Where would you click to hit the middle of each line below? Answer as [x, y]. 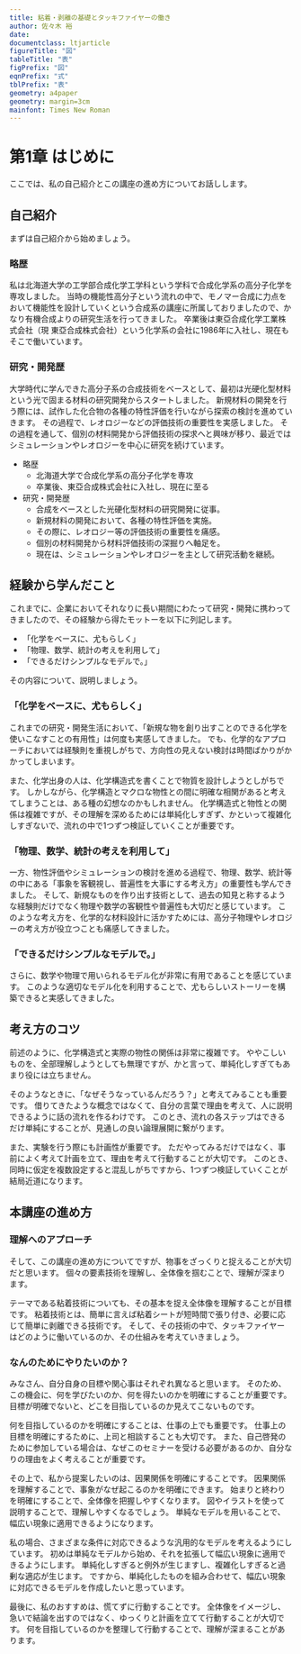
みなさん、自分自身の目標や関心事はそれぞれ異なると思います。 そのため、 [148, 1384]
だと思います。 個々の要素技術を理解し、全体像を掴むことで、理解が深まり [147, 1272]
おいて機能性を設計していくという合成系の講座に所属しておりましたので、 [146, 308]
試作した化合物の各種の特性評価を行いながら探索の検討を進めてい [170, 411]
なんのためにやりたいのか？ [69, 1362]
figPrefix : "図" [39, 68]
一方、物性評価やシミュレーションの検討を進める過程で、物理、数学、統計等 [150, 872]
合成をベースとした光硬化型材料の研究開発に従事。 [130, 509]
